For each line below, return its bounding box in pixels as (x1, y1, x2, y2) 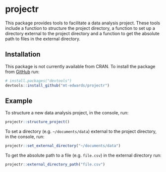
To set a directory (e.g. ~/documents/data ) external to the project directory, (5, 128, 157, 135)
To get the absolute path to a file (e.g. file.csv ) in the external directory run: (5, 153, 162, 159)
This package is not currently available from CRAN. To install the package (5, 63, 156, 69)
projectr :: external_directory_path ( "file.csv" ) (5, 162, 106, 167)
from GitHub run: (5, 69, 40, 75)
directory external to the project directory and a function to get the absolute (5, 30, 160, 36)
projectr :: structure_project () (5, 119, 70, 125)
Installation (5, 50, 41, 59)
